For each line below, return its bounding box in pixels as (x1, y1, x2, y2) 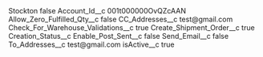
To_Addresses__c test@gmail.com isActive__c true (8, 40, 175, 49)
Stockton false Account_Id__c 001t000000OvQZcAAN (8, 6, 187, 15)
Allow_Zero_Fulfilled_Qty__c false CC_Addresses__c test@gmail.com (8, 14, 233, 24)
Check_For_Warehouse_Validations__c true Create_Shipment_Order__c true (8, 23, 255, 32)
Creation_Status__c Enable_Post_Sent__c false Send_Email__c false (8, 32, 229, 40)
